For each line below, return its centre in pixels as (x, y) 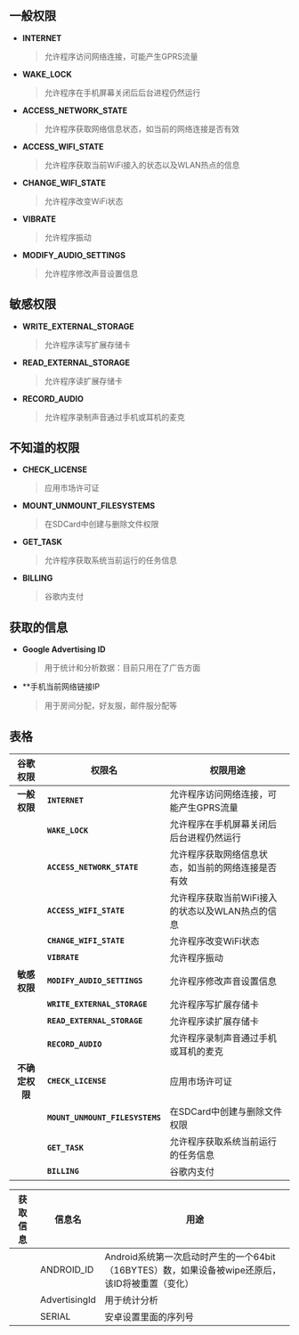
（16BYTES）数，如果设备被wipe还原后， (193, 1270)
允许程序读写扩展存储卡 (87, 345)
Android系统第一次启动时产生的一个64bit (190, 1257)
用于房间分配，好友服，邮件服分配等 (111, 705)
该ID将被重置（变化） (149, 1283)
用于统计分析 (131, 1300)
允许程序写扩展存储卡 (214, 1005)
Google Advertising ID (64, 649)
